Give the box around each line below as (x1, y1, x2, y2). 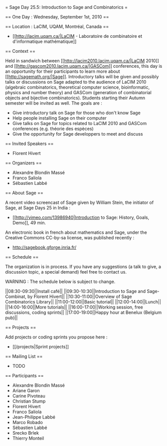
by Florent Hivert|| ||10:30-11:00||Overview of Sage (27, 294, 132, 299)
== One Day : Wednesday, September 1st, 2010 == (5, 14, 109, 19)
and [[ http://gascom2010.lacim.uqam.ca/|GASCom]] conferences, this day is (5, 63, 163, 69)
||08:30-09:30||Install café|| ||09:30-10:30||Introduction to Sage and (5, 289, 146, 294)
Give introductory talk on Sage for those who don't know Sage (12, 110, 141, 116)
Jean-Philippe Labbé (12, 414, 56, 420)
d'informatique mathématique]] (12, 38, 77, 44)
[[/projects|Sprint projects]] (12, 344, 69, 349)
